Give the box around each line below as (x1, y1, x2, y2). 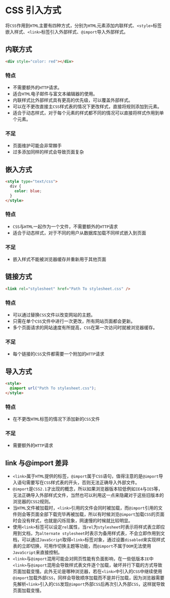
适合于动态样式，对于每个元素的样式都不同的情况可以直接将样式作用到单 (12, 110, 164, 116)
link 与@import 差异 (5, 458, 69, 467)
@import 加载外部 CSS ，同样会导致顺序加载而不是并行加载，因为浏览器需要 (12, 575, 165, 581)
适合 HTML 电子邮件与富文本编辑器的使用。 (12, 90, 98, 97)
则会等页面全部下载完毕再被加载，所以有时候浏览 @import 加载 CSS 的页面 (17, 511, 165, 517)
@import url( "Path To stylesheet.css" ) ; (10, 386, 96, 391)
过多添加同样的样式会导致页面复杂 (12, 149, 84, 155)
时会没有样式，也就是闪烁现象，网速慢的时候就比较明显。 (12, 518, 133, 524)
